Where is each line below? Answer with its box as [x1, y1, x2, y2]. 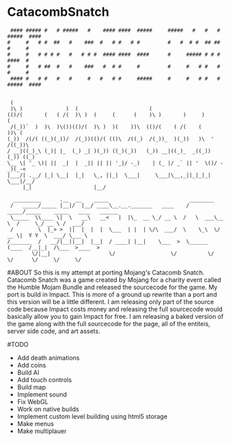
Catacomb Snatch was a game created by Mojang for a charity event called [7, 275, 222, 283]
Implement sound [17, 390, 68, 399]
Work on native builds [17, 405, 79, 413]
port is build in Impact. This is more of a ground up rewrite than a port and [7, 290, 217, 299]
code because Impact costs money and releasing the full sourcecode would [7, 305, 223, 313]
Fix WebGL [17, 397, 49, 405]
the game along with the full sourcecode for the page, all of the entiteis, [7, 319, 210, 328]
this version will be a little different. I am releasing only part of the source [7, 297, 214, 305]
